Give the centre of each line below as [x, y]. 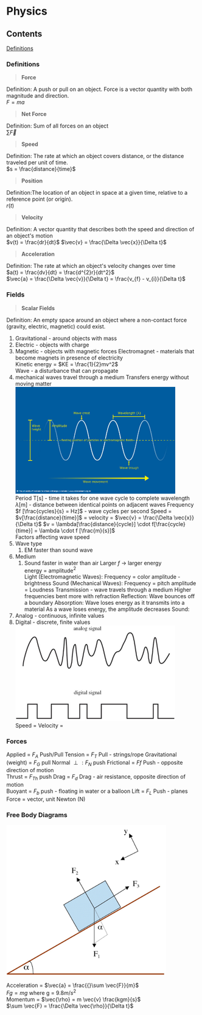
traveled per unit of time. [37, 162]
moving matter [33, 383]
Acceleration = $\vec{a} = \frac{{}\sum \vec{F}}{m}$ [72, 985]
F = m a [16, 103]
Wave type [29, 543]
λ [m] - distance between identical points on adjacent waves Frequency [104, 504]
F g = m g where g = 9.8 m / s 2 [41, 992]
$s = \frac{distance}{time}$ [41, 169]
